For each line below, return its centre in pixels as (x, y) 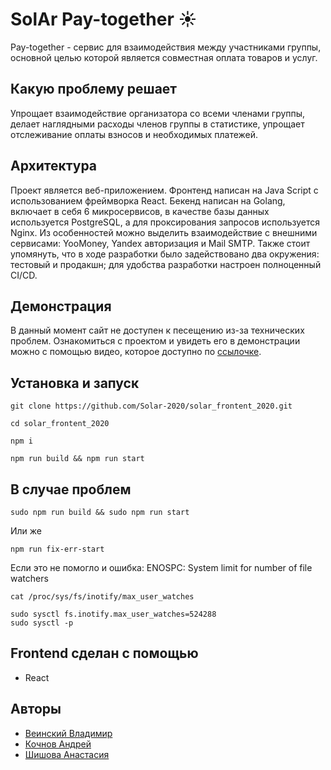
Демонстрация (61, 306)
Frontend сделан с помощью (104, 653)
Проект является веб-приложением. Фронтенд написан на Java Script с (164, 190)
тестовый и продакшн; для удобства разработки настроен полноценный (166, 264)
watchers (29, 578)
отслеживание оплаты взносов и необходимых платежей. (134, 134)
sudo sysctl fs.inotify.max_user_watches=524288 (113, 614)
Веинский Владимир (68, 733)
